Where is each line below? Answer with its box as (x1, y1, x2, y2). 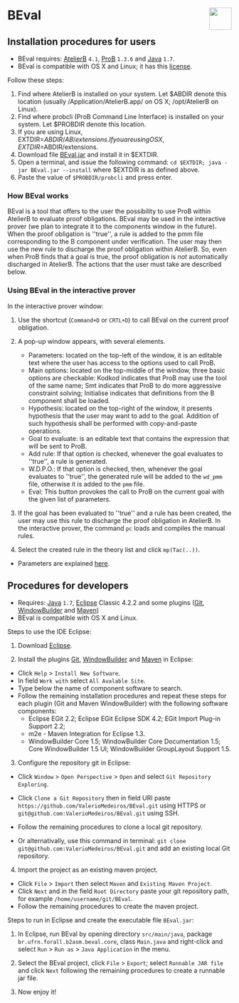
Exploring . (17, 780, 49, 788)
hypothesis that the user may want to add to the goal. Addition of (28, 411, 219, 420)
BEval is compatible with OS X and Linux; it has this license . (17, 62, 193, 71)
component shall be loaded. (28, 396, 110, 404)
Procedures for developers (7, 579, 129, 591)
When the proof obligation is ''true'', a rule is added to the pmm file (7, 230, 204, 238)
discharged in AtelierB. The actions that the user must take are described (7, 260, 222, 269)
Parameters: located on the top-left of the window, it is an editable (28, 350, 223, 360)
